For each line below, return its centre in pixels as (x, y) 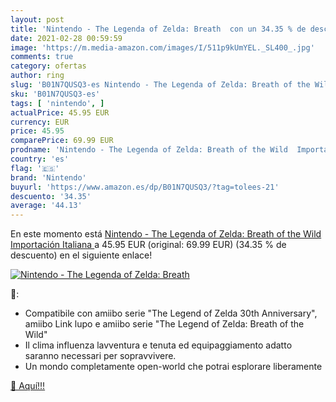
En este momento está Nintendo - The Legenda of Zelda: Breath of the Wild (166, 234)
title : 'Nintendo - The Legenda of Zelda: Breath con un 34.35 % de (158, 29)
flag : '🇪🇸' (35, 168)
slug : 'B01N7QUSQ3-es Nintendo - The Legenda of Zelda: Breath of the (160, 85)
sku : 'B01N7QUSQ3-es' (55, 94)
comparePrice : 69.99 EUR (62, 141)
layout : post (37, 19)
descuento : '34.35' (51, 196)
